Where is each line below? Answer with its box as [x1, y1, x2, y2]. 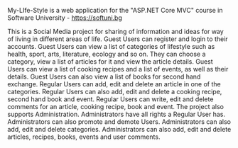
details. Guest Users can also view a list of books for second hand [7, 72, 201, 81]
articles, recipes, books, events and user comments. [7, 132, 161, 141]
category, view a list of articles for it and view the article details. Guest [7, 57, 213, 66]
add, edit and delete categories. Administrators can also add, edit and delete [7, 125, 232, 133]
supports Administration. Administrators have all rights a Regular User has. [7, 110, 226, 118]
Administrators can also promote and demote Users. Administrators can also [7, 118, 231, 126]
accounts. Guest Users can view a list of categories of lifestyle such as [7, 42, 215, 50]
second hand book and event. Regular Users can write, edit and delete [7, 95, 214, 103]
